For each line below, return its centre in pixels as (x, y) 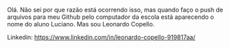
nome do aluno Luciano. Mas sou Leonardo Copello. (81, 24)
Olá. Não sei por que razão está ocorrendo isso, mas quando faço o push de (115, 10)
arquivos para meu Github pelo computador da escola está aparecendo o (111, 17)
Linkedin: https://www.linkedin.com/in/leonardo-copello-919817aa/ (101, 37)
